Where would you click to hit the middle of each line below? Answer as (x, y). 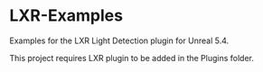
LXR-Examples (66, 16)
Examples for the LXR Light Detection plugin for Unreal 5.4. (119, 40)
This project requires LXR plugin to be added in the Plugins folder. (132, 58)
